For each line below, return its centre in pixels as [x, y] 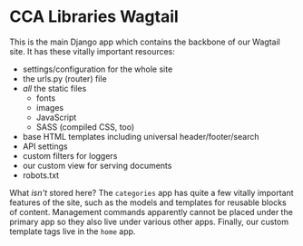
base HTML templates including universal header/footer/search [141, 136]
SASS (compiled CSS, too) [85, 127]
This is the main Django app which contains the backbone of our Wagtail [145, 42]
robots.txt [41, 175]
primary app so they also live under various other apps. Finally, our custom [149, 221]
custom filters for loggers [70, 155]
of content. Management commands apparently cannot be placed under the [151, 212]
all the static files [54, 88]
